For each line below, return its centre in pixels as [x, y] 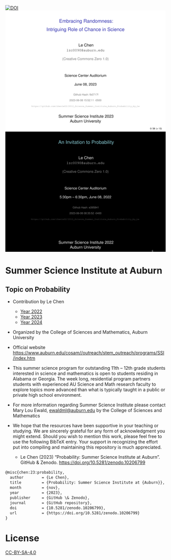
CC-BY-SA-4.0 [21, 552]
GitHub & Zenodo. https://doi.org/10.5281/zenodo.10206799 [83, 462]
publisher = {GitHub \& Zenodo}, [50, 498]
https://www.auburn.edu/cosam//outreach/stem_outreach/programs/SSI [88, 353]
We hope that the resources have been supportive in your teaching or [85, 425]
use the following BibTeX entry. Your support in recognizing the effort [85, 442]
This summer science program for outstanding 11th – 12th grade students [89, 368]
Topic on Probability [38, 289]
